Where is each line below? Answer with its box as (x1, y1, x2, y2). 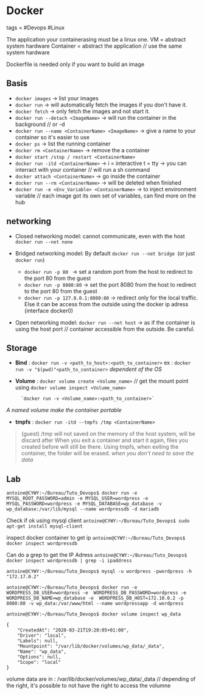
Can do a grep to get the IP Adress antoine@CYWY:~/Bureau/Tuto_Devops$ (6, 551, 188, 559)
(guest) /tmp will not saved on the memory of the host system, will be (21, 430, 196, 438)
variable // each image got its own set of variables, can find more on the (15, 192, 196, 199)
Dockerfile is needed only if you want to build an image (6, 61, 145, 68)
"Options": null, (17, 654, 62, 660)
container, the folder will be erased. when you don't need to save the (21, 450, 194, 457)
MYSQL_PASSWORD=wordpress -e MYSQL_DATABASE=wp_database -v (6, 501, 163, 507)
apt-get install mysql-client (6, 523, 83, 529)
